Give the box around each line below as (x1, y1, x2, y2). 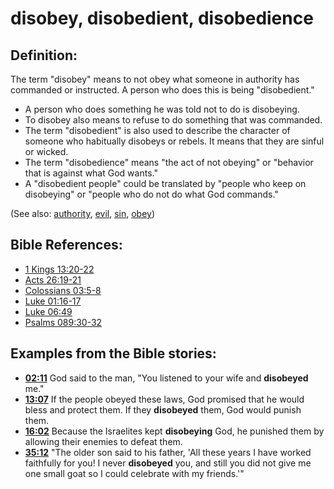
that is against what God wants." (24, 167, 158, 179)
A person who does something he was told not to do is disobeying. (24, 103, 300, 115)
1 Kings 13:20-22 (24, 263, 95, 275)
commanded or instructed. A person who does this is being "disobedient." (10, 84, 315, 96)
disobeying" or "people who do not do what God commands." (24, 188, 279, 200)
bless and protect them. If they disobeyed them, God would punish (24, 403, 302, 416)
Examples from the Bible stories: (10, 345, 217, 362)
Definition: (10, 47, 78, 64)
